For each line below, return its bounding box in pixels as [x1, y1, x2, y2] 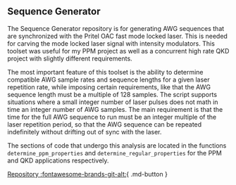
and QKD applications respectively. [7, 156, 109, 165]
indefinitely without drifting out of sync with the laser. [7, 127, 162, 136]
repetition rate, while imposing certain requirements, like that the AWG [7, 82, 211, 91]
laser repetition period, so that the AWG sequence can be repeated [7, 120, 202, 129]
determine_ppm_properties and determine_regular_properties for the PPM [7, 148, 222, 157]
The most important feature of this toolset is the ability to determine [7, 68, 204, 76]
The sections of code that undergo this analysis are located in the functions [7, 141, 227, 150]
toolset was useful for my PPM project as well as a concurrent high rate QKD [7, 46, 230, 55]
